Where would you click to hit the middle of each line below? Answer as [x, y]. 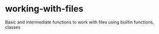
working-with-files [44, 9]
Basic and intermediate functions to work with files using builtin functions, [79, 22]
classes [13, 27]
